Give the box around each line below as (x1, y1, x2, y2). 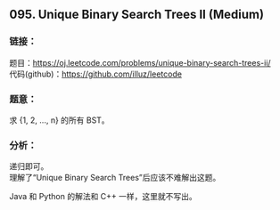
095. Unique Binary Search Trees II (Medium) (9, 7, 265, 22)
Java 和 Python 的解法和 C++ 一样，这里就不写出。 (9, 191, 198, 202)
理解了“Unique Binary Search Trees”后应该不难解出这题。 (9, 173, 221, 183)
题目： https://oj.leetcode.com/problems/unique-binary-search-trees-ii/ (9, 57, 271, 68)
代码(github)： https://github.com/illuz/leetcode (9, 69, 183, 79)
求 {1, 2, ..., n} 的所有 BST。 (9, 115, 110, 125)
